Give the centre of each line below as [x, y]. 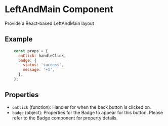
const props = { [31, 51]
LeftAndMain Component [59, 9]
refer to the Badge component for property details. [65, 118]
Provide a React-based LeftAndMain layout [50, 23]
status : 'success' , [44, 65]
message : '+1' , [39, 70]
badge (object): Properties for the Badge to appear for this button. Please [87, 112]
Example [19, 39]
